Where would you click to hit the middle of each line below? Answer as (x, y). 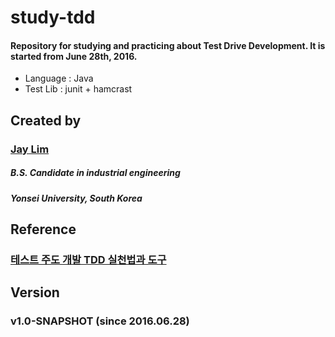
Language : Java (59, 78)
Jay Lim (30, 149)
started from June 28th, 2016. (74, 56)
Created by (46, 120)
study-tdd (53, 17)
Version (35, 292)
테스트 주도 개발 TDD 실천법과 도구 (88, 259)
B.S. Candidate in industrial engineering (95, 173)
